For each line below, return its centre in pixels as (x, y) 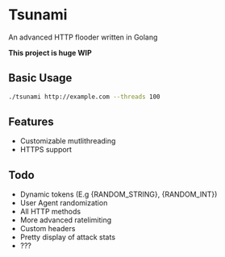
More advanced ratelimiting (66, 220)
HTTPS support (46, 150)
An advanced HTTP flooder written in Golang (83, 37)
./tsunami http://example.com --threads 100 (84, 97)
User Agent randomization (64, 203)
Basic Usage (40, 78)
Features (31, 122)
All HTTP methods (50, 212)
